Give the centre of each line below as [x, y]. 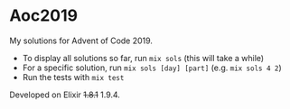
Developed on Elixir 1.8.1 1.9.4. [65, 95]
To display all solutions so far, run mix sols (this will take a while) [143, 58]
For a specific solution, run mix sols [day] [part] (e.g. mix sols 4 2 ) [152, 68]
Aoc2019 [44, 16]
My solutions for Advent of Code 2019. [81, 41]
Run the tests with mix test [73, 77]
